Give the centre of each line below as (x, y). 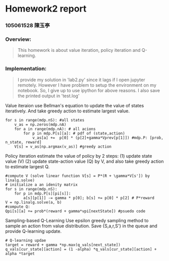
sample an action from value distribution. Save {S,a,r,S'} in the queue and (81, 226)
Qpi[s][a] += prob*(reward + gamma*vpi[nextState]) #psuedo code (75, 211)
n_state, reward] (23, 142)
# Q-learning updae (26, 240)
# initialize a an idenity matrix (42, 184)
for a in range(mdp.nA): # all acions (55, 129)
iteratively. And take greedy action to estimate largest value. (68, 111)
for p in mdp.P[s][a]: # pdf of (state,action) (74, 133)
